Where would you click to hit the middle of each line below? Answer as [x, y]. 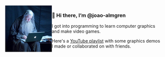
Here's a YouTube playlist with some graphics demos [106, 41]
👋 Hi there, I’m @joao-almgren [89, 15]
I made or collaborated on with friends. [92, 46]
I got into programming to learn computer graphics [104, 26]
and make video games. [76, 31]
